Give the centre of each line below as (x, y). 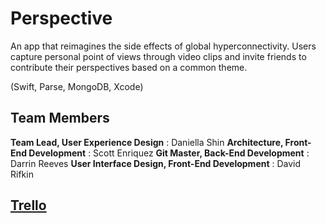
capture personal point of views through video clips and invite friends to (158, 56)
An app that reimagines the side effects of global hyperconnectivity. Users (163, 46)
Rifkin (22, 174)
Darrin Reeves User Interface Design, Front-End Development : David (156, 163)
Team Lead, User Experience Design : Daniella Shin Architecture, (147, 142)
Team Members (60, 118)
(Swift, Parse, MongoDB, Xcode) (77, 86)
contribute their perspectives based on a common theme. (129, 67)
